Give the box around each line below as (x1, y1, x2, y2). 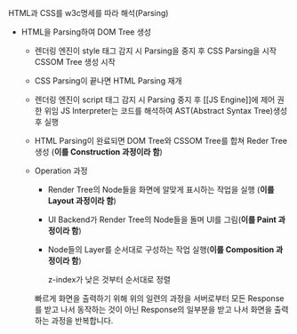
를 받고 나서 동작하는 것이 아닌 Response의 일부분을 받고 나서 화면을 (34, 305, 273, 314)
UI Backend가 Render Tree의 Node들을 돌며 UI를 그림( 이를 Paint (47, 214, 277, 225)
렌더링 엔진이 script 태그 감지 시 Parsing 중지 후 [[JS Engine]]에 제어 (34, 94, 276, 105)
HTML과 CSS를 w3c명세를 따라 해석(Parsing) (8, 8, 169, 18)
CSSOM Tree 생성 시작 (34, 57, 116, 67)
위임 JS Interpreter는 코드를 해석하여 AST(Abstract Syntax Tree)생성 (44, 106, 288, 115)
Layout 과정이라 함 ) (47, 195, 116, 206)
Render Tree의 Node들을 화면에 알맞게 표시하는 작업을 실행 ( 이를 (47, 185, 275, 195)
